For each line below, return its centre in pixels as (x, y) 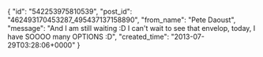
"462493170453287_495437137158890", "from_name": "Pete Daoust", (122, 20)
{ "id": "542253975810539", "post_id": (70, 11)
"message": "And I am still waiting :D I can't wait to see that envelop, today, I (131, 28)
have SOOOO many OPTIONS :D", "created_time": (88, 36)
